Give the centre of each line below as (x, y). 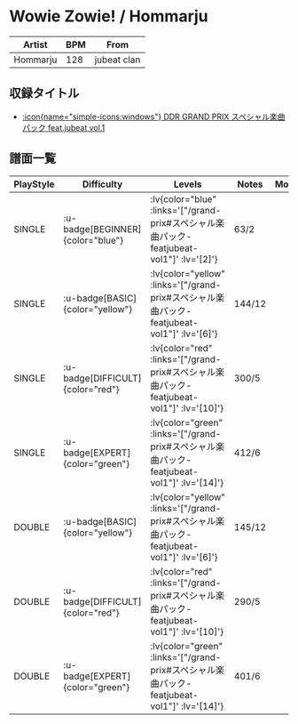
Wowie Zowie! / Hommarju (109, 16)
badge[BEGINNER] (102, 229)
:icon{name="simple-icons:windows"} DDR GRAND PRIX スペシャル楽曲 (153, 117)
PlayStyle (34, 184)
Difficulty (102, 184)
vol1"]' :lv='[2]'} (184, 259)
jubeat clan (118, 60)
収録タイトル (44, 94)
